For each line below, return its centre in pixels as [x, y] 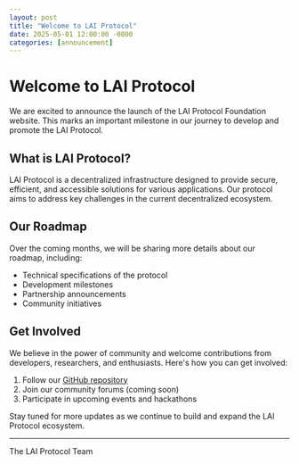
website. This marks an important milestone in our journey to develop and [144, 120]
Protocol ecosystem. [47, 426]
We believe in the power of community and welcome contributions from [141, 352]
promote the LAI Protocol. [57, 130]
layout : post [33, 17]
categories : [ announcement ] [61, 42]
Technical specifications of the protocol [95, 275]
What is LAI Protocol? [70, 158]
